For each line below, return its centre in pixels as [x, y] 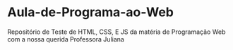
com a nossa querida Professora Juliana [66, 39]
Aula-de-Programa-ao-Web [91, 12]
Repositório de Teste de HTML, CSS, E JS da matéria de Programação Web [116, 32]
